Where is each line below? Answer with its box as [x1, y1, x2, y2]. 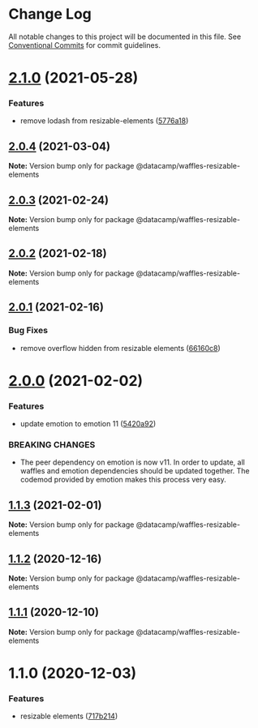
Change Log [8, 5, 92, 24]
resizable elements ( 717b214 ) [19, 711, 118, 722]
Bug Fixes [8, 325, 49, 336]
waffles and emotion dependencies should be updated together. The [19, 466, 250, 476]
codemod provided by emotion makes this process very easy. [19, 475, 227, 485]
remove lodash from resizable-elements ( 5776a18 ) [19, 116, 189, 126]
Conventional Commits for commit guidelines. [8, 40, 161, 49]
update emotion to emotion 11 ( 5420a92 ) [19, 419, 157, 429]
